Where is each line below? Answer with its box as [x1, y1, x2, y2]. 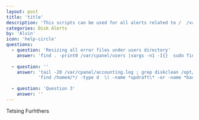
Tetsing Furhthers [6, 107, 49, 114]
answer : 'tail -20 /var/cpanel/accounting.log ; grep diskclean [17, 69, 179, 75]
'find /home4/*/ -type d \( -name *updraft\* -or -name [37, 74, 182, 80]
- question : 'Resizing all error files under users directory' [11, 47, 171, 53]
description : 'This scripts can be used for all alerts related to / [6, 20, 182, 25]
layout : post [6, 8, 38, 15]
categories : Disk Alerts [6, 25, 68, 31]
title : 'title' [6, 14, 44, 20]
